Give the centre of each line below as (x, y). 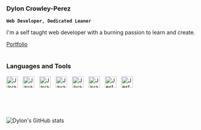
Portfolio (17, 45)
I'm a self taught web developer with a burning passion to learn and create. (101, 32)
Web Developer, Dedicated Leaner (49, 21)
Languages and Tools (39, 67)
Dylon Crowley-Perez (39, 9)
